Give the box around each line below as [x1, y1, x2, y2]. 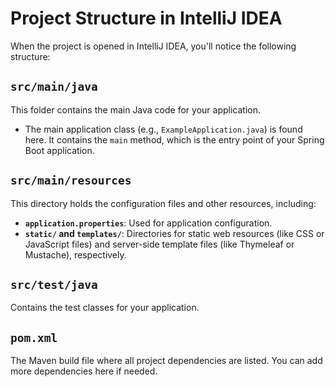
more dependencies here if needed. [10, 365, 158, 377]
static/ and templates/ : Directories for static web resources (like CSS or [24, 227, 325, 239]
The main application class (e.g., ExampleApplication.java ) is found [24, 123, 303, 135]
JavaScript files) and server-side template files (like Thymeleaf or [24, 238, 295, 250]
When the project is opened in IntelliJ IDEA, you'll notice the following [10, 40, 297, 52]
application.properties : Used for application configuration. [24, 217, 273, 229]
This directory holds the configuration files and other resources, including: [10, 197, 317, 209]
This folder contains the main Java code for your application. [10, 103, 261, 116]
